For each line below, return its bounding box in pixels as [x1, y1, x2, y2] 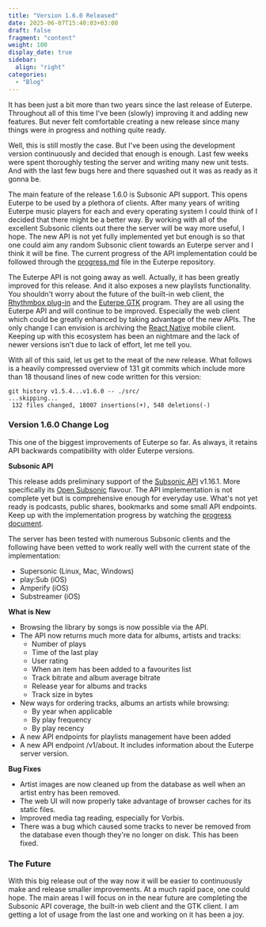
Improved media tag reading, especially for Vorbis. [19, 813, 184, 822]
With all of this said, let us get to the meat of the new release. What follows [8, 354, 253, 365]
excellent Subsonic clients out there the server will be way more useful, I [8, 223, 245, 232]
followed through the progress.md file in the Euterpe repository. [8, 257, 216, 266]
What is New [8, 607, 51, 616]
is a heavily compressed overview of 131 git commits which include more [8, 363, 245, 373]
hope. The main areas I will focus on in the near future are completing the [8, 893, 248, 902]
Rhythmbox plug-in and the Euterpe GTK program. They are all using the [8, 297, 245, 307]
